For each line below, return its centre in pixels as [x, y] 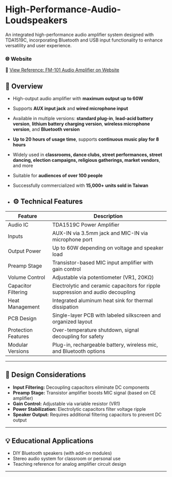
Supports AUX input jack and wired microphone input [70, 108]
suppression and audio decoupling [94, 292]
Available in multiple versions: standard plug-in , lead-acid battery [83, 119]
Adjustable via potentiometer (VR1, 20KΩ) [103, 277]
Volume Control [26, 277]
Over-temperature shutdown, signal [95, 330]
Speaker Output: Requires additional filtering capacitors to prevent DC [87, 414]
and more [23, 166]
